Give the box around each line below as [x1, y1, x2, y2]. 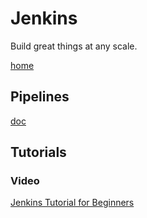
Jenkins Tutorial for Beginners [10, 197, 135, 209]
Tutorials [10, 144, 67, 161]
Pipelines [10, 88, 70, 106]
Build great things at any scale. [10, 40, 138, 52]
